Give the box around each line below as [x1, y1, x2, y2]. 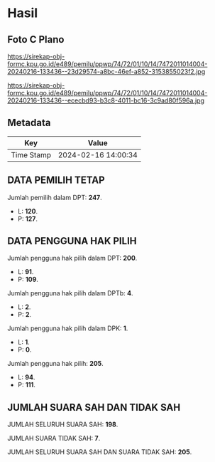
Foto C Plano [7, 33, 65, 46]
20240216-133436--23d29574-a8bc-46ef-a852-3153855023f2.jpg [7, 68, 206, 75]
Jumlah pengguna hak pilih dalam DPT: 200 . [7, 254, 138, 263]
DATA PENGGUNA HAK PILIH [7, 235, 137, 247]
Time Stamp [11, 149, 52, 159]
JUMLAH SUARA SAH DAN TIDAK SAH [7, 401, 181, 414]
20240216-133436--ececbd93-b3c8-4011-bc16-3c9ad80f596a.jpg [7, 96, 204, 105]
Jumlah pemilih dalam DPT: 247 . [7, 193, 103, 201]
